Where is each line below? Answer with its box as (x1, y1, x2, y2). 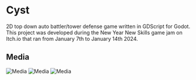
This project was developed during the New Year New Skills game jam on (6, 29, 183, 36)
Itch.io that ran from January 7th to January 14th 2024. (6, 35, 139, 42)
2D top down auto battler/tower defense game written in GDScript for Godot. (6, 23, 191, 30)
